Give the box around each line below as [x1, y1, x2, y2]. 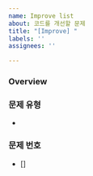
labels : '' [8, 34, 45, 43]
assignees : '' [8, 42, 57, 50]
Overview [8, 76, 48, 88]
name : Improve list [8, 11, 74, 20]
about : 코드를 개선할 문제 [8, 19, 86, 28]
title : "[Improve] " [8, 27, 78, 35]
